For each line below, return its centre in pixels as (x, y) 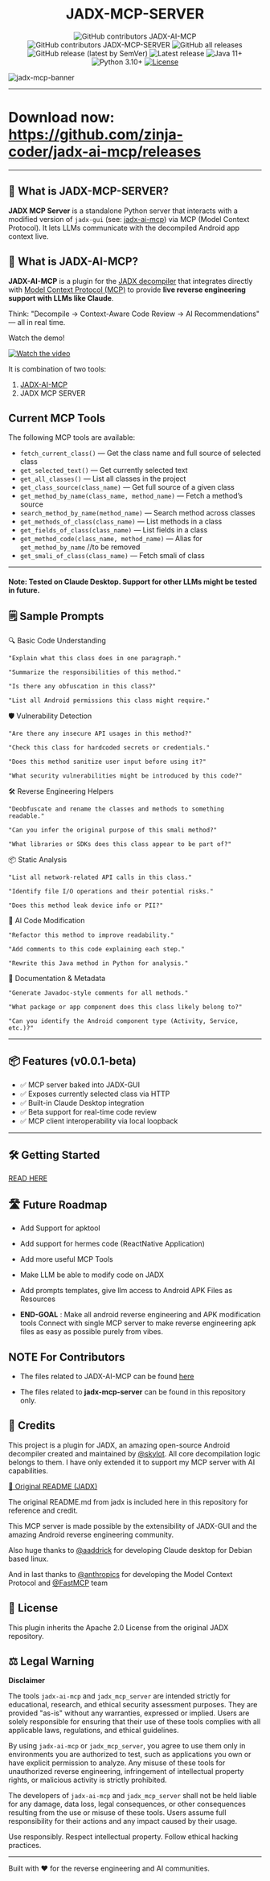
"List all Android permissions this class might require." (109, 700)
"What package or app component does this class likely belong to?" (125, 1007)
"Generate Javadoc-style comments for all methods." (98, 993)
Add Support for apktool (60, 1228)
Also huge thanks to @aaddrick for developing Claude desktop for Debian (131, 1550)
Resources (38, 1299)
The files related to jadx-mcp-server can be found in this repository (133, 1391)
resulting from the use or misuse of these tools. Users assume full (117, 1813)
